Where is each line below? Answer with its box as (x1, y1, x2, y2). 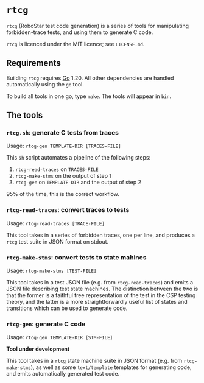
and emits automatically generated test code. (6, 370, 120, 378)
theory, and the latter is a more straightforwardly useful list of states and (6, 298, 188, 306)
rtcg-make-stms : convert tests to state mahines (6, 253, 147, 261)
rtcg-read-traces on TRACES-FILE (15, 166, 99, 173)
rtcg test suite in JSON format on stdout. (6, 237, 109, 245)
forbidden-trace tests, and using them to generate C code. (6, 29, 153, 36)
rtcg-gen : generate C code (6, 320, 86, 328)
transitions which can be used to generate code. (6, 304, 128, 312)
